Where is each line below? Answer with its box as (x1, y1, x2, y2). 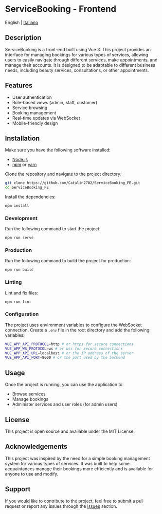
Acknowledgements (5, 442, 68, 451)
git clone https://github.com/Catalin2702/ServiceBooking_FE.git (5, 181, 140, 185)
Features (5, 81, 33, 90)
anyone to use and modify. (5, 471, 58, 477)
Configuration (5, 311, 39, 317)
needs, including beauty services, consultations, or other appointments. (5, 67, 149, 73)
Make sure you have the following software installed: (5, 147, 111, 153)
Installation (5, 134, 40, 142)
